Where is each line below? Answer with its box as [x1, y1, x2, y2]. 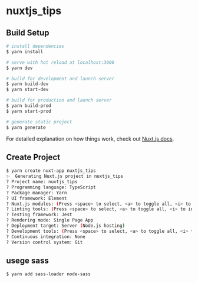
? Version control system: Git [6, 239, 83, 245]
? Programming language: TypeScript [6, 184, 96, 190]
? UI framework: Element [6, 195, 67, 201]
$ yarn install [6, 48, 44, 54]
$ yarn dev [6, 65, 33, 71]
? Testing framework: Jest [6, 212, 72, 218]
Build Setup [6, 28, 49, 38]
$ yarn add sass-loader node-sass [6, 271, 91, 277]
